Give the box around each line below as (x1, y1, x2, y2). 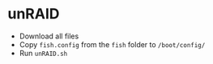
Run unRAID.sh (19, 48, 68, 58)
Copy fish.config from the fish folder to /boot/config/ (19, 39, 206, 49)
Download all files (19, 31, 79, 41)
